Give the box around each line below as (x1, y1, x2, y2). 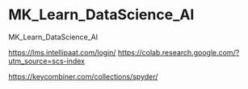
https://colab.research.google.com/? (117, 47, 240, 57)
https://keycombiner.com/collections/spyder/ (8, 71, 158, 81)
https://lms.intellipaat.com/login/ (8, 47, 116, 57)
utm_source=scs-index (8, 56, 85, 66)
